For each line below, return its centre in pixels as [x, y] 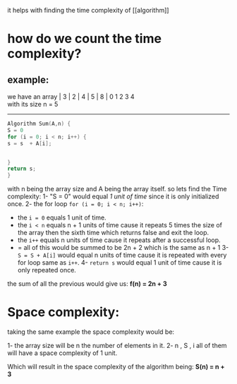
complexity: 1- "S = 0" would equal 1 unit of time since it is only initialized [113, 196]
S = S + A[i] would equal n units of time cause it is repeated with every [122, 255]
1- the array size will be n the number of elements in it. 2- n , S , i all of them [117, 346]
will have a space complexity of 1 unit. [62, 353]
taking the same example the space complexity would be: [91, 332]
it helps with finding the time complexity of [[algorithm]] [88, 10]
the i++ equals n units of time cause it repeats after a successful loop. [119, 240]
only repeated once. [47, 270]
